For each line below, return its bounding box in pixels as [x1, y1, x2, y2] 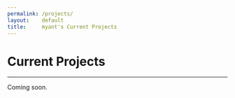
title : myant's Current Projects [7, 23, 117, 30]
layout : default [7, 17, 64, 24]
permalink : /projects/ [7, 10, 73, 17]
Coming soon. [7, 83, 48, 92]
